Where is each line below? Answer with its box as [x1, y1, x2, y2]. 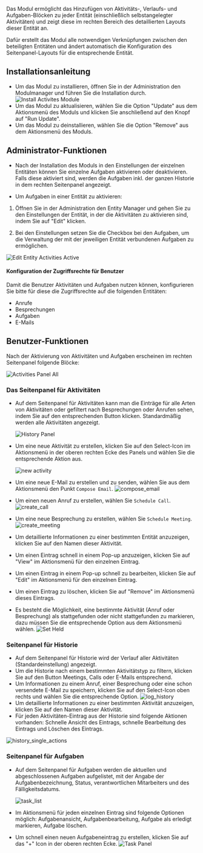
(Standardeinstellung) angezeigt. [15, 661, 97, 668]
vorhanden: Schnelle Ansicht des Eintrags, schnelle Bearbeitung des [15, 719, 187, 726]
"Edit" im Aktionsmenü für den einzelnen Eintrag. [15, 576, 138, 583]
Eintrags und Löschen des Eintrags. [15, 725, 104, 733]
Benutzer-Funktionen [6, 336, 89, 346]
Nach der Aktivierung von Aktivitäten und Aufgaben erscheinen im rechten [6, 352, 193, 360]
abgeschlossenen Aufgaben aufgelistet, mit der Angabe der [15, 772, 165, 780]
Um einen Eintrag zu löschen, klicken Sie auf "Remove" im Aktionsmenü [15, 588, 195, 595]
